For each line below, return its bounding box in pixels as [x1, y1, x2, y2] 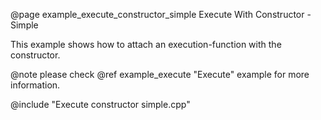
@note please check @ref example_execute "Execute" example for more [10, 69, 310, 80]
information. [10, 79, 61, 91]
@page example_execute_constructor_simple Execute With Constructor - [10, 9, 312, 20]
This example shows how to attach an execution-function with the [10, 39, 282, 50]
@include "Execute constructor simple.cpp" [10, 99, 191, 110]
